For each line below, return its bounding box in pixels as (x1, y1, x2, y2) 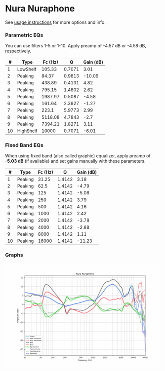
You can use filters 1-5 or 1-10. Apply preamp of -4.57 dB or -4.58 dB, (5, 43, 147, 49)
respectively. (5, 48, 31, 54)
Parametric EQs (5, 32, 43, 38)
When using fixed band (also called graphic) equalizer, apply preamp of (5, 153, 151, 159)
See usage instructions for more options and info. (5, 19, 106, 25)
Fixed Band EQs (5, 142, 43, 148)
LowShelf (17, 66, 37, 72)
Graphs (5, 252, 23, 259)
